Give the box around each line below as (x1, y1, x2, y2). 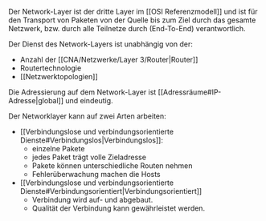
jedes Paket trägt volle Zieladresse (31, 152, 147, 162)
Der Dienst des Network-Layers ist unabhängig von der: (8, 39, 193, 49)
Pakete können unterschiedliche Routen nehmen (31, 161, 193, 171)
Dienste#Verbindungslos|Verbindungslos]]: (19, 135, 163, 145)
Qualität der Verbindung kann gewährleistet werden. (31, 203, 206, 213)
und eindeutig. (65, 96, 113, 105)
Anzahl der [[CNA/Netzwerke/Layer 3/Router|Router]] (19, 55, 198, 64)
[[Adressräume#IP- (158, 87, 222, 97)
